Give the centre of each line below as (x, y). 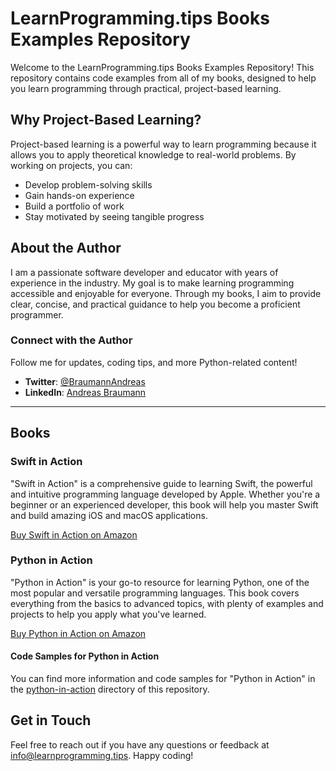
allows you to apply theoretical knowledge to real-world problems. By (153, 154)
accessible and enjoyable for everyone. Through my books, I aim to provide (166, 293)
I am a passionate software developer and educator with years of (144, 272)
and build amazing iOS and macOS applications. (109, 515)
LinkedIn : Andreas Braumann (85, 392)
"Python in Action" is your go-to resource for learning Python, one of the (160, 582)
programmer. (37, 314)
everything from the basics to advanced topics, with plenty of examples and (167, 603)
